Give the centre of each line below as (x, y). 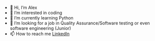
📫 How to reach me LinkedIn (40, 34)
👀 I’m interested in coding (36, 13)
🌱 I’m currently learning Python (41, 18)
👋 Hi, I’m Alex (23, 8)
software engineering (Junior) (40, 28)
